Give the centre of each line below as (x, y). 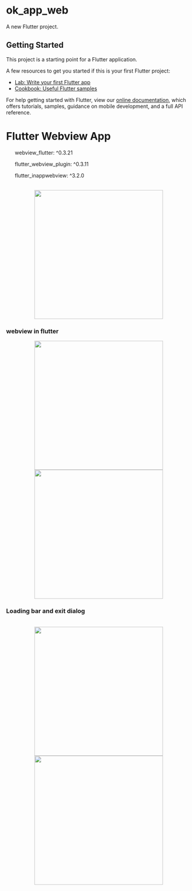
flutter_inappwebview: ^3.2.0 (49, 175)
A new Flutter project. (32, 27)
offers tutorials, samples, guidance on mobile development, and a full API (95, 106)
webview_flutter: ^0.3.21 (44, 152)
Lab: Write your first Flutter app (53, 82)
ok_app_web (37, 10)
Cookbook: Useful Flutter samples (56, 88)
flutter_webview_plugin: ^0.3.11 (52, 164)
